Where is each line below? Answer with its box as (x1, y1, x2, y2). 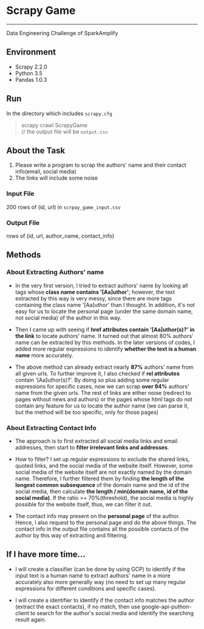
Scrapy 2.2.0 (15, 63, 47, 70)
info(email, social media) (15, 168, 77, 175)
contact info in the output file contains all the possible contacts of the (15, 525, 189, 533)
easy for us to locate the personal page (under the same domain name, (15, 308, 193, 315)
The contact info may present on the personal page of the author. (15, 512, 180, 519)
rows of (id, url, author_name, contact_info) (6, 232, 115, 240)
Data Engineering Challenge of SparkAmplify (6, 29, 118, 36)
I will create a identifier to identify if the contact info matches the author (15, 596, 194, 604)
